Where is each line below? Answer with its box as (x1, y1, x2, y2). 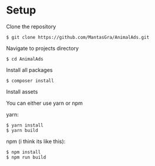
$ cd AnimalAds (6, 56, 44, 62)
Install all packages (6, 66, 53, 74)
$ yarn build (6, 127, 38, 133)
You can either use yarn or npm (6, 99, 83, 107)
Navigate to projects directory (6, 45, 79, 52)
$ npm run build (6, 154, 46, 160)
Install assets (6, 88, 38, 95)
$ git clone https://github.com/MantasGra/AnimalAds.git (6, 34, 150, 40)
